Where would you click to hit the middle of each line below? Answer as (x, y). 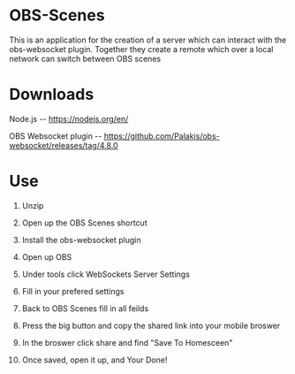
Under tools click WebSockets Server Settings (106, 274)
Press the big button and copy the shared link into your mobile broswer (151, 325)
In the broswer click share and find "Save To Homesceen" (127, 342)
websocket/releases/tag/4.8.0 (64, 145)
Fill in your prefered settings (73, 291)
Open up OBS (47, 256)
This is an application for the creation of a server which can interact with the (148, 40)
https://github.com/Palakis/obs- (162, 136)
